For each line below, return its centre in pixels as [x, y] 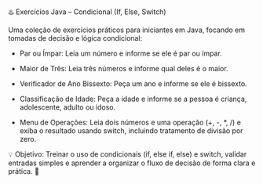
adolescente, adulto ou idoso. [68, 107]
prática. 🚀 [24, 171]
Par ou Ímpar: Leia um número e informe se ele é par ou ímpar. [121, 53]
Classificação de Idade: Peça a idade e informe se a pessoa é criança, [133, 99]
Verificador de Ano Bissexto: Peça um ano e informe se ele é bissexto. [133, 84]
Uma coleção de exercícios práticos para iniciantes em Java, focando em [127, 30]
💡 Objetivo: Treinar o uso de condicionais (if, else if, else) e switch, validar [128, 154]
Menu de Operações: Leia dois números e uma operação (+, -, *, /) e [130, 122]
